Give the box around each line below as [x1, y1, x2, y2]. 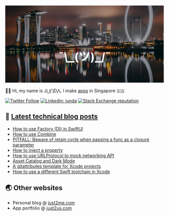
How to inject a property [12, 147, 63, 153]
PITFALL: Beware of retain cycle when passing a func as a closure [12, 136, 149, 142]
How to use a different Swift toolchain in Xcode [12, 168, 110, 174]
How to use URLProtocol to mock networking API [12, 152, 115, 159]
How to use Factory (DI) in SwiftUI [12, 125, 83, 131]
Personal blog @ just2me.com [12, 199, 75, 205]
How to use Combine [12, 131, 56, 137]
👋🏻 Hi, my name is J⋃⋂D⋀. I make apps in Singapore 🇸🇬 [5, 88, 125, 94]
